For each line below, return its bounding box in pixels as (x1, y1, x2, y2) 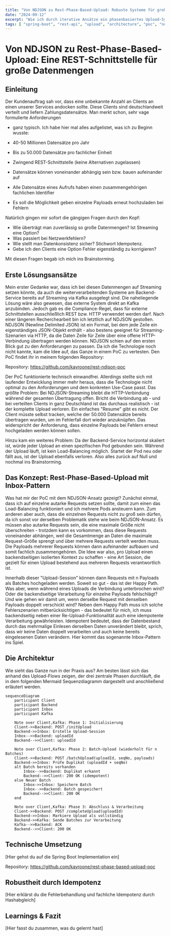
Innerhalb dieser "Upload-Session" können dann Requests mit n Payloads (5, 575, 159, 581)
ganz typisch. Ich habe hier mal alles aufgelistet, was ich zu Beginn (12, 125, 153, 131)
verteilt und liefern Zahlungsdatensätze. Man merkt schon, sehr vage (5, 109, 149, 116)
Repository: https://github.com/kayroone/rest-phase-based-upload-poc (5, 864, 156, 870)
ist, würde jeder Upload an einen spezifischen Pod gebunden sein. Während (5, 443, 164, 449)
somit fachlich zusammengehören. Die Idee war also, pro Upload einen (5, 548, 153, 555)
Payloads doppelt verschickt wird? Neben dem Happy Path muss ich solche (5, 602, 163, 608)
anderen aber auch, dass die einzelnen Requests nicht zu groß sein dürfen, (5, 511, 162, 517)
